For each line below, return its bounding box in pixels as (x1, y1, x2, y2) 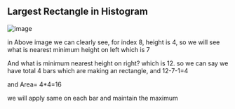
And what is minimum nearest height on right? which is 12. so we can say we (7, 59, 229, 68)
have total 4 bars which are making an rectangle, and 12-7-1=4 (7, 66, 189, 75)
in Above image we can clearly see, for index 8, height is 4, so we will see (7, 38, 220, 46)
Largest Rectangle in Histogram (7, 6, 149, 18)
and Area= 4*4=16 (7, 80, 62, 89)
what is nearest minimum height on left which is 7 (7, 45, 151, 53)
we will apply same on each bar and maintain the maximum (7, 94, 178, 102)
